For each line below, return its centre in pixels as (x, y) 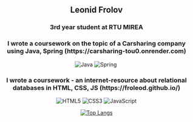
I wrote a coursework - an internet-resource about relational (96, 80)
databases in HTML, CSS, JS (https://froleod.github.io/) (96, 87)
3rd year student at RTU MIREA (96, 27)
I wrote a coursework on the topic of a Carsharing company (96, 44)
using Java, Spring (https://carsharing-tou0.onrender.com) (96, 51)
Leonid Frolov (96, 10)
